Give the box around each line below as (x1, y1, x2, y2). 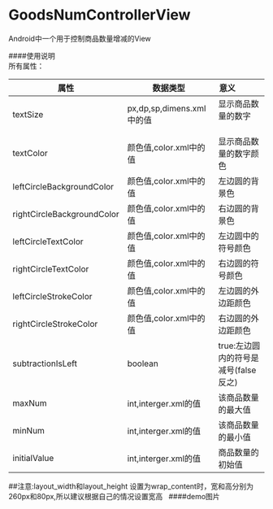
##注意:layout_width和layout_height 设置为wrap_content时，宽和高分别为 (8, 481, 254, 491)
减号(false (218, 364, 257, 376)
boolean (127, 358, 158, 369)
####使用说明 (8, 50, 55, 60)
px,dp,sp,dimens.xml (127, 102, 206, 114)
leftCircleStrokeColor (12, 290, 93, 302)
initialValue (12, 452, 54, 463)
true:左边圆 (218, 340, 261, 351)
